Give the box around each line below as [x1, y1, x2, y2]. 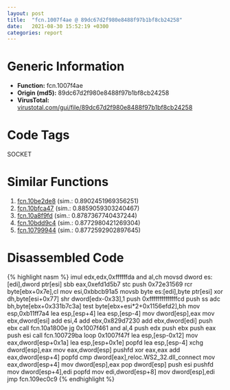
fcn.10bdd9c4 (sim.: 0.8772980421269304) [16, 219, 141, 227]
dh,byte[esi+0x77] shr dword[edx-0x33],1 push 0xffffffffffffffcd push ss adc [7, 295, 221, 303]
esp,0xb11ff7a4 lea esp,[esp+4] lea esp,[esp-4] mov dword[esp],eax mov [7, 310, 215, 317]
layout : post [7, 10, 45, 17]
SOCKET [7, 150, 32, 159]
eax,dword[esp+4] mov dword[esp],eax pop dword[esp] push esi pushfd [7, 360, 214, 368]
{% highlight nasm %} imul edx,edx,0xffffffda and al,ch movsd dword [7, 273, 203, 281]
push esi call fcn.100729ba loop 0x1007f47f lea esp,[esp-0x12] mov [7, 331, 198, 339]
